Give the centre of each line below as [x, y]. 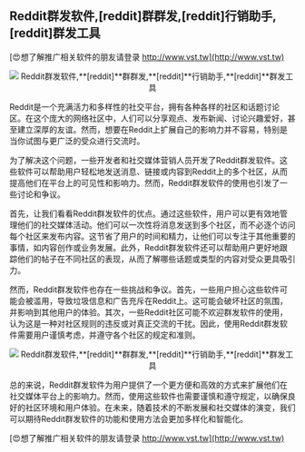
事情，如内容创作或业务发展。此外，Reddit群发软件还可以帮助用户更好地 [145, 247]
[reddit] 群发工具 [55, 33]
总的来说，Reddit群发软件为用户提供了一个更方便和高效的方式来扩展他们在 [149, 385]
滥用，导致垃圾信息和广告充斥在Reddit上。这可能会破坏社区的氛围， [161, 300]
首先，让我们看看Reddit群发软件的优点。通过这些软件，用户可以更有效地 [145, 213]
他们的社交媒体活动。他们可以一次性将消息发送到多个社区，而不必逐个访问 [156, 224]
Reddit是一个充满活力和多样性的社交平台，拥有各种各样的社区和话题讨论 [145, 106]
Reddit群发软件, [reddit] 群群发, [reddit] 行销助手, [143, 16]
